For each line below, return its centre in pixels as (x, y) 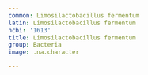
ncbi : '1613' (30, 30)
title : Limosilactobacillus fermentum (72, 37)
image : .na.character (44, 52)
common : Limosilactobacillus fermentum (74, 15)
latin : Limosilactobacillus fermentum (72, 23)
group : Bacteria (35, 45)
